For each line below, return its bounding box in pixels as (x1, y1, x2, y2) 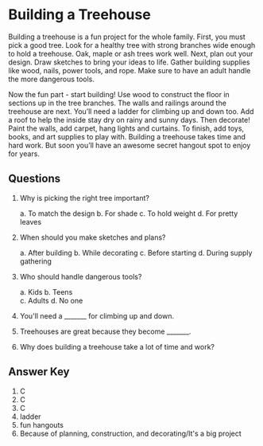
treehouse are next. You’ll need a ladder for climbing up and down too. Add (8, 106, 254, 116)
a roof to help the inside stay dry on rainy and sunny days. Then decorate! (8, 115, 250, 124)
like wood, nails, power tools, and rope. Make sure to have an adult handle (8, 65, 251, 75)
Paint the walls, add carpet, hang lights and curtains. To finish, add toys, (8, 123, 245, 133)
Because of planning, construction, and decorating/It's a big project (19, 428, 242, 438)
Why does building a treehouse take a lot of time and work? (19, 342, 215, 351)
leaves (19, 217, 42, 226)
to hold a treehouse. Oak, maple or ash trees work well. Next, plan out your (8, 49, 253, 58)
